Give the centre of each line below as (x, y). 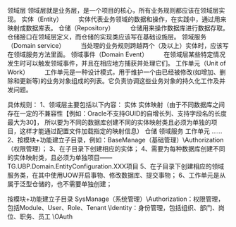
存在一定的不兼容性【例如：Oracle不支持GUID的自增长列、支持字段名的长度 (117, 114)
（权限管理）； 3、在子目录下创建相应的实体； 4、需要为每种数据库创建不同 (116, 149)
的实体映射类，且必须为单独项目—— (60, 158)
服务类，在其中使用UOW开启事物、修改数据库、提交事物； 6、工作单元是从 (117, 175)
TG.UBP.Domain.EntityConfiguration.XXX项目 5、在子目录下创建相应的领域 (116, 166)
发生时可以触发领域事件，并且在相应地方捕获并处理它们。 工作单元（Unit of (117, 63)
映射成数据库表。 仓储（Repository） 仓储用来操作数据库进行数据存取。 (118, 28)
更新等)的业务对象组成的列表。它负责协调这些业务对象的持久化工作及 (119, 81)
